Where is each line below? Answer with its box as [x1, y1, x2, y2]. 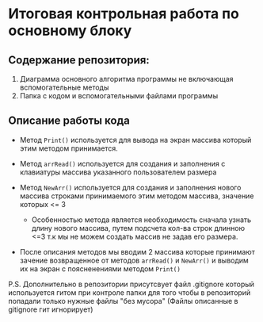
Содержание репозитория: [8, 53, 151, 67]
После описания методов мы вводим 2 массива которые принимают [19, 247, 255, 256]
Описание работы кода [8, 114, 131, 128]
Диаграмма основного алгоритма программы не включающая [19, 75, 234, 83]
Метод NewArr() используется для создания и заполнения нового [19, 182, 242, 192]
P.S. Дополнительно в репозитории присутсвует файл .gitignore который [8, 279, 255, 289]
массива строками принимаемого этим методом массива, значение [19, 191, 254, 201]
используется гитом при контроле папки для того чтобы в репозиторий [8, 287, 251, 297]
